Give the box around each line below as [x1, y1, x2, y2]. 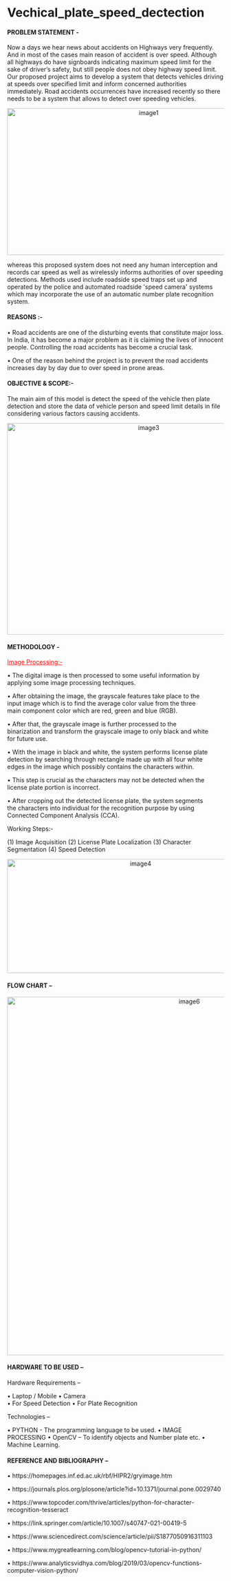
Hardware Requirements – [7, 1378, 81, 1387]
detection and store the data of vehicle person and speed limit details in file [7, 402, 221, 410]
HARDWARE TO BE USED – [7, 1363, 84, 1371]
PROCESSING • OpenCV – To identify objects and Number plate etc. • [7, 1433, 206, 1441]
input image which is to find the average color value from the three [7, 700, 196, 708]
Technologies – [7, 1412, 50, 1420]
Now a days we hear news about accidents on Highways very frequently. [7, 43, 214, 52]
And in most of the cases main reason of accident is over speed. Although [7, 50, 217, 59]
